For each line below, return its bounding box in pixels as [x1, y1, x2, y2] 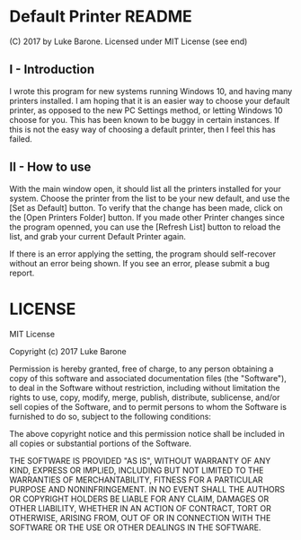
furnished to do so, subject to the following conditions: [9, 411, 211, 422]
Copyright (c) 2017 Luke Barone [9, 345, 128, 356]
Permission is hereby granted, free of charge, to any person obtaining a [9, 363, 274, 374]
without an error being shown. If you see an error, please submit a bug [9, 257, 270, 268]
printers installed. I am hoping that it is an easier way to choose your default [9, 95, 290, 106]
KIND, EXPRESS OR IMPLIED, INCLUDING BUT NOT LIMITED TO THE [9, 465, 264, 475]
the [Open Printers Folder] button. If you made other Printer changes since [9, 212, 286, 222]
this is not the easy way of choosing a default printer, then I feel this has [9, 124, 276, 135]
